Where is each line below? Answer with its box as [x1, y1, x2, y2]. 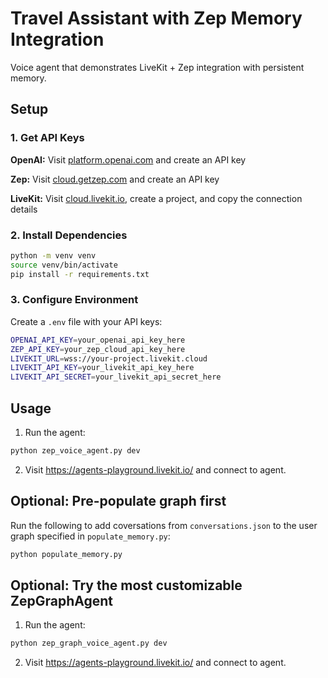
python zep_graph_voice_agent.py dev [10, 638, 168, 649]
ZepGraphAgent [10, 592, 113, 609]
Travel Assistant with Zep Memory [10, 7, 303, 30]
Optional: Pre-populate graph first [10, 493, 227, 510]
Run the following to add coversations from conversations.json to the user [10, 519, 318, 531]
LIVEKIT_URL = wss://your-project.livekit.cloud [10, 353, 208, 364]
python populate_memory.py [10, 549, 123, 559]
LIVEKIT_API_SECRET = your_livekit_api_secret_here [10, 372, 222, 382]
